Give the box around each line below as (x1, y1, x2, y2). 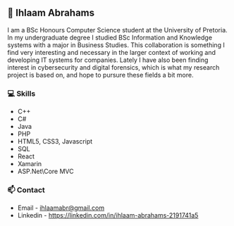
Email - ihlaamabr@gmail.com (17, 203, 104, 212)
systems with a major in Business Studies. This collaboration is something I (7, 40, 226, 49)
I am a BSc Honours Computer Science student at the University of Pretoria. (7, 25, 228, 34)
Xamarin (17, 160, 42, 168)
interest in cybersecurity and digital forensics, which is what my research (7, 63, 220, 71)
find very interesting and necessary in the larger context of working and (7, 48, 216, 56)
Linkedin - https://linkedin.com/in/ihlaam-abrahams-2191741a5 (17, 211, 199, 220)
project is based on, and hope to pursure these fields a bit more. (7, 70, 194, 79)
